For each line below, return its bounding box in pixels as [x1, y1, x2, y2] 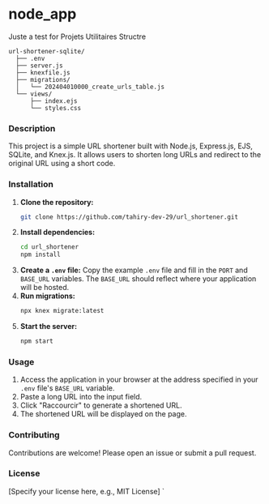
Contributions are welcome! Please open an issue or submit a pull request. [8, 447, 257, 458]
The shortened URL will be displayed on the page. [19, 409, 187, 419]
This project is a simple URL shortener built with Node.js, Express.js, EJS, [8, 141, 254, 151]
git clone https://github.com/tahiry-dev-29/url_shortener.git [19, 212, 239, 221]
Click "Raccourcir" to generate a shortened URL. [19, 400, 182, 410]
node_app [8, 5, 77, 23]
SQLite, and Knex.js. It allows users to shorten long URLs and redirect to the [8, 150, 262, 160]
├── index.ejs [29, 96, 79, 105]
